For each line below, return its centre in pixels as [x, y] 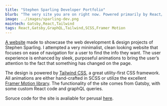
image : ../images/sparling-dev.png [42, 19]
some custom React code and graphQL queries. [54, 89]
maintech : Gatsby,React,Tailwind [40, 24]
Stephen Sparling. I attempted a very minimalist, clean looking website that [82, 48]
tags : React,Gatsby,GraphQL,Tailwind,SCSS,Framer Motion [65, 28]
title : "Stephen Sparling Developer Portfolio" [55, 10]
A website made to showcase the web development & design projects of [79, 42]
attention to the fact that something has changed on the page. [69, 63]
